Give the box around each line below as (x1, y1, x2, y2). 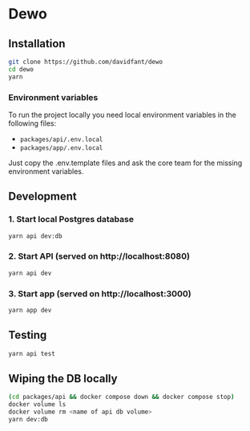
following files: (8, 118, 57, 128)
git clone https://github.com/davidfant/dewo (8, 58, 163, 66)
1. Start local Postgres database (8, 214, 135, 225)
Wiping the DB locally (8, 372, 118, 385)
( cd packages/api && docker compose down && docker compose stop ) (8, 393, 235, 401)
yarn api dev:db (8, 232, 62, 240)
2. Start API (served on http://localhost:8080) (8, 251, 191, 262)
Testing (8, 328, 47, 342)
